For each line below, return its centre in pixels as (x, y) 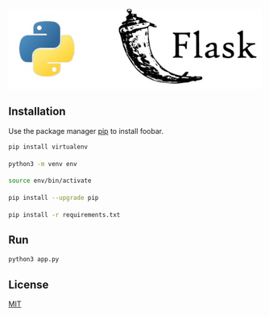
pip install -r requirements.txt (64, 214)
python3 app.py (34, 260)
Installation (37, 112)
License (29, 284)
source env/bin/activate (50, 181)
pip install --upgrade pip (54, 198)
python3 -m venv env (43, 164)
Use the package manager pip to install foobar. (86, 131)
